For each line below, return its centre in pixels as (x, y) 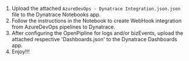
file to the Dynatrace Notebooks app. (56, 15)
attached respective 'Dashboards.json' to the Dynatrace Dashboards (94, 39)
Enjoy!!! (20, 51)
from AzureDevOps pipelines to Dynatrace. (63, 27)
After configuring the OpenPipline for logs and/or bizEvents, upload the (97, 33)
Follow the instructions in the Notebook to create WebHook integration (97, 21)
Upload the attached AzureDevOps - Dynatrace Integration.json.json (96, 8)
